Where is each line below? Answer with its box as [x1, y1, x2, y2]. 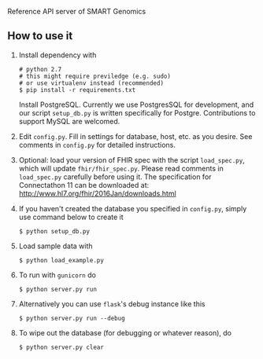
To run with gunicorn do [18, 270, 96, 280]
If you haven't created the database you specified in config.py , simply [18, 203, 247, 213]
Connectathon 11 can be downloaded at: [18, 180, 150, 189]
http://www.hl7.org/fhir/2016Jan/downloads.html [18, 189, 176, 198]
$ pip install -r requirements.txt [18, 86, 136, 93]
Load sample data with [18, 241, 93, 251]
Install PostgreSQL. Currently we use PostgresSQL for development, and [18, 100, 254, 109]
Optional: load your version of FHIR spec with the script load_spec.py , [18, 155, 245, 164]
